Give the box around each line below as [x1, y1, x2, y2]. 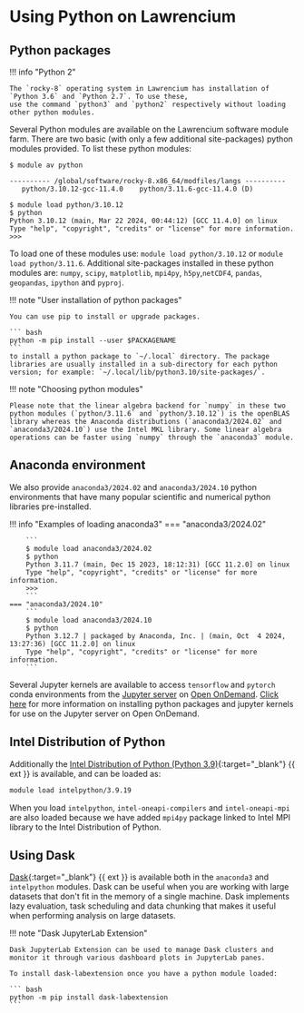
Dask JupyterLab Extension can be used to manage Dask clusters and [9, 946, 274, 955]
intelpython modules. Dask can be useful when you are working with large [9, 881, 289, 892]
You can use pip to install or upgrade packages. [9, 312, 201, 321]
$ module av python [9, 161, 83, 170]
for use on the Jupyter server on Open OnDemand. [9, 708, 200, 719]
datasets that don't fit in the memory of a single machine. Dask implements [9, 891, 290, 902]
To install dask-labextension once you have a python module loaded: [9, 969, 279, 979]
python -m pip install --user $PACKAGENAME [9, 336, 177, 345]
